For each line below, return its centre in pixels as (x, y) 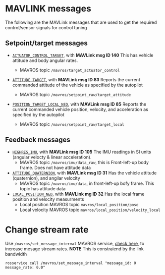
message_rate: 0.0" (25, 267)
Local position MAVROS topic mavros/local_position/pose (79, 204)
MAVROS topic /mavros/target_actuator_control (70, 70)
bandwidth (16, 254)
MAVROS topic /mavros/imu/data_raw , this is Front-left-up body (84, 162)
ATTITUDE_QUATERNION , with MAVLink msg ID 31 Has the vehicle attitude (84, 173)
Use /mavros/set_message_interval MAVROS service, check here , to (75, 243)
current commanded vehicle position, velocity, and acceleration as (80, 109)
